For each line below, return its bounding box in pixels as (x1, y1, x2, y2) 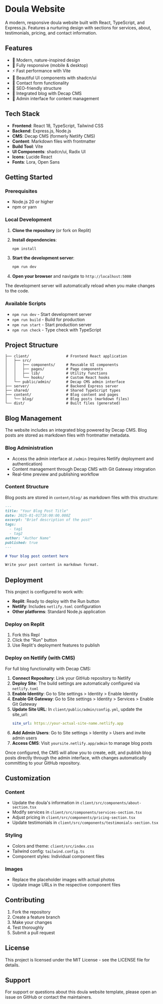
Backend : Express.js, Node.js (12, 128, 72, 134)
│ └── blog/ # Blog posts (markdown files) (5, 397, 130, 401)
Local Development (5, 216, 52, 223)
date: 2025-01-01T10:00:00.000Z (5, 513, 71, 518)
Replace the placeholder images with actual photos (12, 877, 115, 882)
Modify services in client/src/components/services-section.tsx (12, 809, 142, 815)
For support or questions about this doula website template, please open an (5, 989, 157, 995)
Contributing (5, 896, 45, 904)
